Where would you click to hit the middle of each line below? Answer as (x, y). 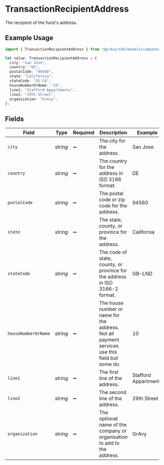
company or (113, 431)
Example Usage (29, 38)
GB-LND (143, 274)
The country (113, 161)
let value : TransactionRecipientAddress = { (51, 58)
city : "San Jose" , (28, 63)
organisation (113, 437)
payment (109, 340)
